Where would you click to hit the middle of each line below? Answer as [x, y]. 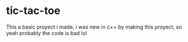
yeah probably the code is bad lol [46, 33]
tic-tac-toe [33, 11]
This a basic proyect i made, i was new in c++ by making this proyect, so [94, 27]
